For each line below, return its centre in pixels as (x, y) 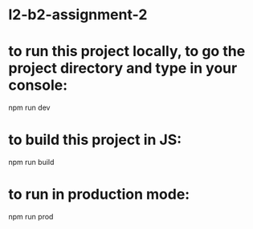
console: (38, 85)
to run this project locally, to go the (127, 52)
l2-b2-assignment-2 (78, 15)
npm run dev (29, 108)
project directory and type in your (123, 68)
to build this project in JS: (95, 140)
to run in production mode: (99, 195)
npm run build (31, 163)
